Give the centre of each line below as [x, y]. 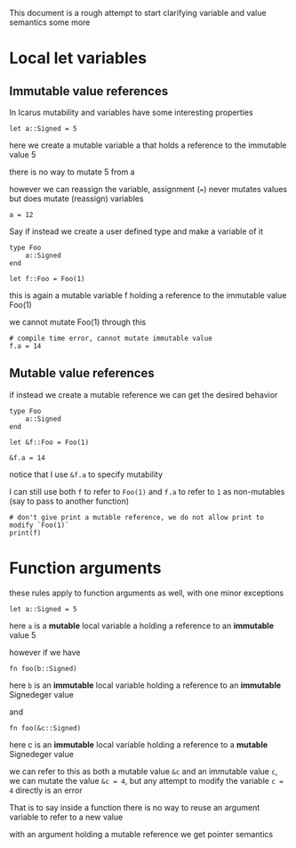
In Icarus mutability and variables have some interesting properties [131, 112]
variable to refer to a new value [66, 817]
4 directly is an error [46, 790]
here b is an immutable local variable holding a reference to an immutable [145, 685]
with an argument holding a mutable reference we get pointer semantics [141, 834]
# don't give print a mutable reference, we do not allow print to [137, 517]
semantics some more [50, 22]
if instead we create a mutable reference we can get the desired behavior [144, 394]
